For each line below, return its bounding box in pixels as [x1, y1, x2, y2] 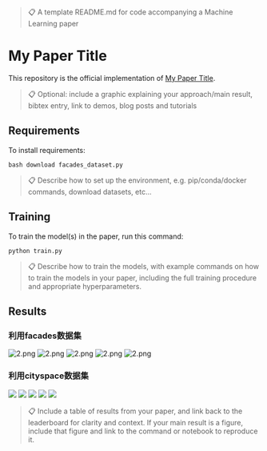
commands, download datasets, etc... [27, 187, 152, 196]
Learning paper [27, 19, 79, 28]
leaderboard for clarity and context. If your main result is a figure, [27, 417, 244, 427]
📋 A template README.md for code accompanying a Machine [27, 7, 233, 17]
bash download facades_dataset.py [8, 160, 124, 169]
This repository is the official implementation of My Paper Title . [8, 73, 216, 83]
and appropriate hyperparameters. [27, 281, 142, 291]
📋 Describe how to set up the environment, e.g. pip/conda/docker [27, 175, 247, 185]
